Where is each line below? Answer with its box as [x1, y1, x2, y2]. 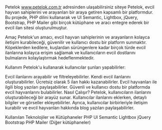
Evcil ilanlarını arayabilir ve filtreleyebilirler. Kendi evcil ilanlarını [5, 74, 131, 79]
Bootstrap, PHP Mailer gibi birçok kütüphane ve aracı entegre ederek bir [5, 19, 149, 25]
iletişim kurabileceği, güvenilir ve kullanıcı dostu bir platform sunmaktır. [5, 39, 147, 45]
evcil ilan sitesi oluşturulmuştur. [5, 25, 68, 31]
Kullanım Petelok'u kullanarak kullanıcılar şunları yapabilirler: [5, 64, 126, 70]
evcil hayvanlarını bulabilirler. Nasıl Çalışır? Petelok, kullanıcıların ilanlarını [5, 90, 151, 95]
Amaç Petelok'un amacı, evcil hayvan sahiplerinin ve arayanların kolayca [5, 34, 150, 40]
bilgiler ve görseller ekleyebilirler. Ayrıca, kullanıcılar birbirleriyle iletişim [5, 100, 148, 105]
